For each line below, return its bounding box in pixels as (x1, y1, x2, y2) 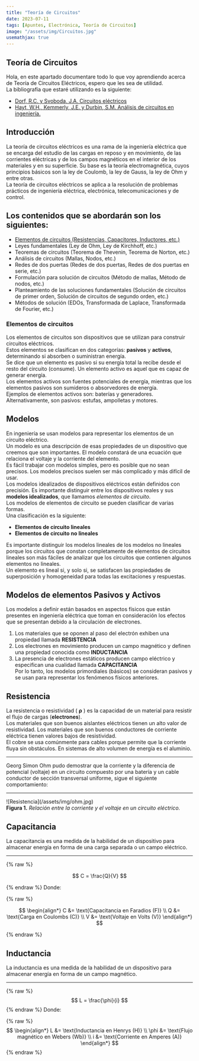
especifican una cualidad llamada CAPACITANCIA (14, 662, 138, 669)
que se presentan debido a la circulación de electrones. (6, 618, 142, 625)
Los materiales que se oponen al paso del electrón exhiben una (14, 630, 170, 637)
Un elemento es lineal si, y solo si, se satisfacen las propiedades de (6, 566, 171, 574)
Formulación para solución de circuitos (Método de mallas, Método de (14, 273, 186, 281)
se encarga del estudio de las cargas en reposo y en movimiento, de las (6, 149, 182, 156)
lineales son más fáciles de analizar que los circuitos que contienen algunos (6, 553, 191, 561)
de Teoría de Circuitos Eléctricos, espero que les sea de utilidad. (6, 79, 163, 86)
